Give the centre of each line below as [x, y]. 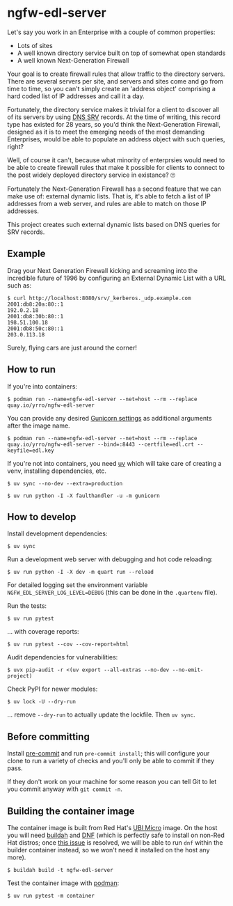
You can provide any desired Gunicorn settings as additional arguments [110, 418]
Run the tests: [27, 606]
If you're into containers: [42, 386]
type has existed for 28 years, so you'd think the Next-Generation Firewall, [114, 124]
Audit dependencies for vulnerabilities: [63, 657]
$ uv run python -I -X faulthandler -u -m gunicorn [83, 496]
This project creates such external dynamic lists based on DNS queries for [114, 224]
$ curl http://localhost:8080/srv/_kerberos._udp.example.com [99, 298]
